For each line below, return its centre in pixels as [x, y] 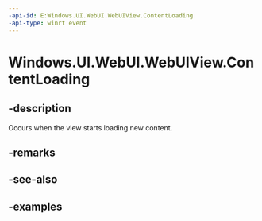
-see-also [33, 180]
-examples [35, 206]
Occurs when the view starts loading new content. [91, 127]
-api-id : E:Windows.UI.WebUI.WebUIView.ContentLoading [101, 16]
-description [40, 109]
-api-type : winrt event [48, 23]
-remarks [32, 152]
